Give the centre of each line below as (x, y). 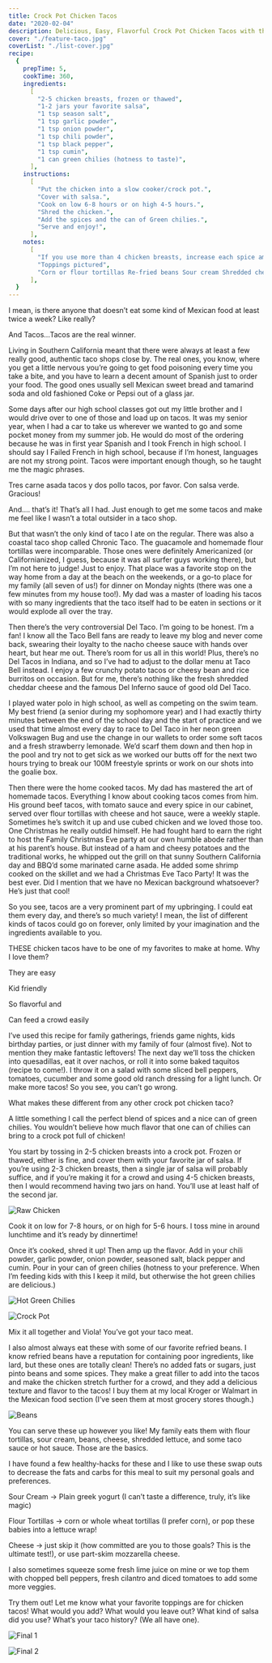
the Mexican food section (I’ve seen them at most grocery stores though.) (132, 1399)
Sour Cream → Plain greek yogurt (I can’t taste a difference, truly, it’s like (130, 1497)
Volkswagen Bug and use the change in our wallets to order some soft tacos (136, 738)
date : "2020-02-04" (41, 24)
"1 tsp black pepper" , (76, 144)
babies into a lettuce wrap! (53, 1530)
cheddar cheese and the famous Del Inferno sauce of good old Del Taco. (130, 688)
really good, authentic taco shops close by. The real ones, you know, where (134, 359)
